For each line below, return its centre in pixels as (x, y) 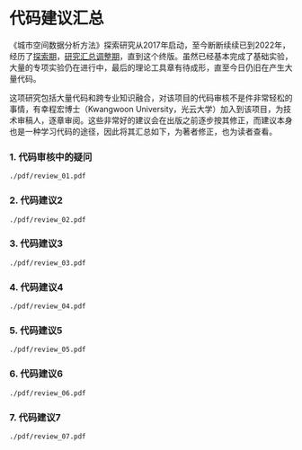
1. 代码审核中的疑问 (51, 156)
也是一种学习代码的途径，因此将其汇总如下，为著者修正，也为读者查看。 (143, 131)
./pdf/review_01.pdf (48, 176)
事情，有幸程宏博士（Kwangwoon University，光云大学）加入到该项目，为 (147, 109)
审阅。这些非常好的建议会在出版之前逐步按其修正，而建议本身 (178, 120)
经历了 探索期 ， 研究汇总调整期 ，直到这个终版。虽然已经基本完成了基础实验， (151, 56)
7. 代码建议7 (35, 417)
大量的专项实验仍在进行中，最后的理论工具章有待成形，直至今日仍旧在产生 (147, 67)
